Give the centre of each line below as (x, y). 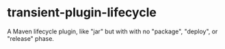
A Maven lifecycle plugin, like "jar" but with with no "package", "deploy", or (112, 31)
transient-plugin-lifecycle (82, 13)
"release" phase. (31, 38)
